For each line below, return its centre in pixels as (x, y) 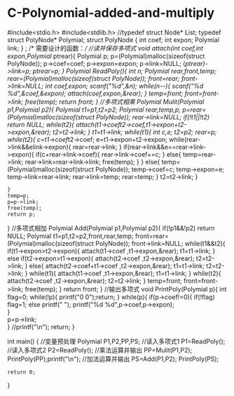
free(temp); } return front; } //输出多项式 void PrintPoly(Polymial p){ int (126, 289)
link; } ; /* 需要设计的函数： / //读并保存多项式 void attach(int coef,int (105, 48)
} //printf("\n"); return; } (41, 326)
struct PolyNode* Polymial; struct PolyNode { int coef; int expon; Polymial (113, 39)
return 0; (22, 372)
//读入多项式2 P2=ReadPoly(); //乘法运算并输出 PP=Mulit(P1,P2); (100, 350)
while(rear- (185, 139)
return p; (22, 214)
